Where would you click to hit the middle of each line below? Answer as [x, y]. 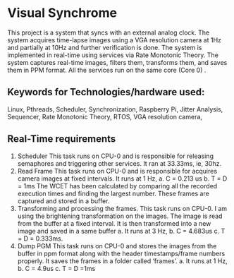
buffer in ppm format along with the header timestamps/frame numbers [121, 253]
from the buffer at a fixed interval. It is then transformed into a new [114, 223]
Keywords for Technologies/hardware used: [106, 92]
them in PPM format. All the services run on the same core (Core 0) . [107, 70]
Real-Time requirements [62, 139]
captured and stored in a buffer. [63, 201]
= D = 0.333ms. [40, 238]
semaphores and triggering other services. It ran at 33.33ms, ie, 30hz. [119, 163]
